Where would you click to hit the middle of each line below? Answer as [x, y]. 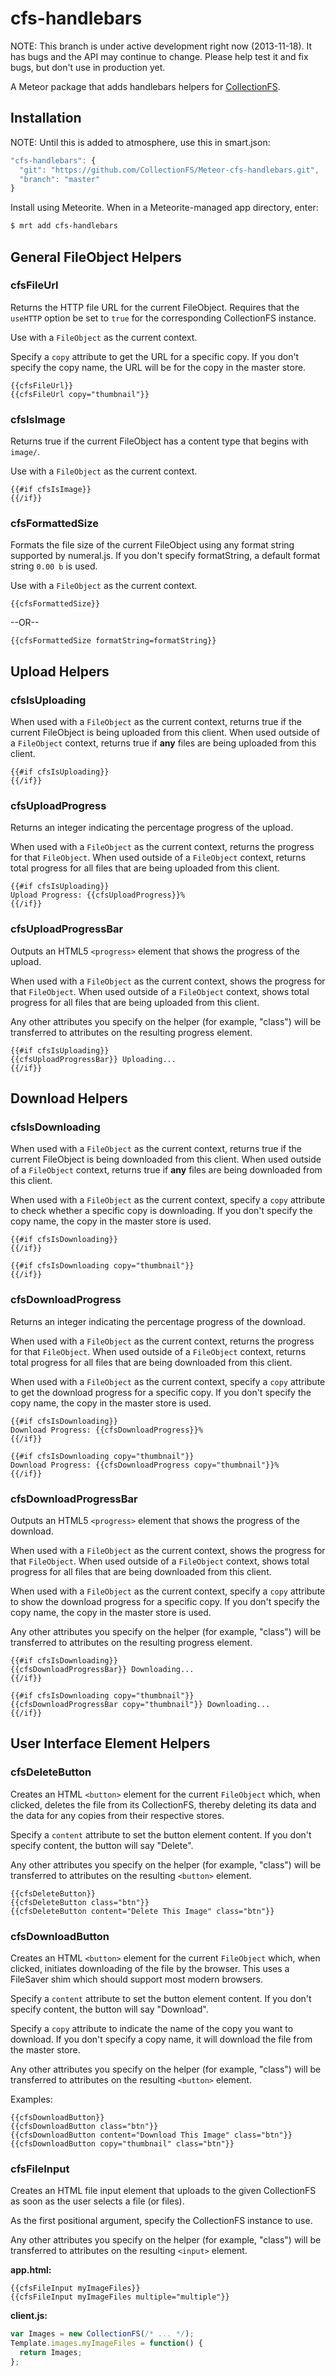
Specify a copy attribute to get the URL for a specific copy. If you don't [155, 356]
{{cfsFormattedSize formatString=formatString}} [113, 641]
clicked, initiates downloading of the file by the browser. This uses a [150, 1968]
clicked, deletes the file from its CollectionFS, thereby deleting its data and [163, 1804]
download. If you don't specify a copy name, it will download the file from [161, 2039]
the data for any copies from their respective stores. [117, 1815]
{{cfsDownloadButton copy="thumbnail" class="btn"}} [122, 2143]
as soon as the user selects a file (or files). [97, 2201]
